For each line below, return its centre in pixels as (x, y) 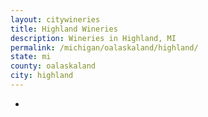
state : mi (31, 57)
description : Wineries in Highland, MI (93, 38)
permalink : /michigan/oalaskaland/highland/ (104, 47)
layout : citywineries (55, 19)
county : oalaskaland (53, 66)
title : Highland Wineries (64, 29)
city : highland (42, 76)
